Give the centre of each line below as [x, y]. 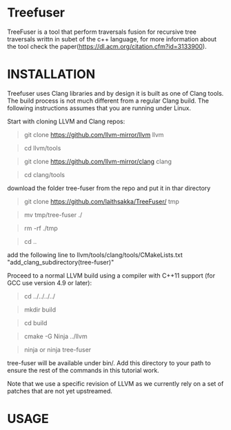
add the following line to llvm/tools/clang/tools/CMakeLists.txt [95, 255]
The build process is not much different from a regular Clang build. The [108, 101]
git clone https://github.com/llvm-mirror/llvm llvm [94, 134]
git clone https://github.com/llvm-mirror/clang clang [98, 161]
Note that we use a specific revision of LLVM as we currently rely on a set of [115, 383]
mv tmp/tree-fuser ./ [53, 214]
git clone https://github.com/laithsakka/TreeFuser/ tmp [101, 201]
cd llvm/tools [42, 148]
